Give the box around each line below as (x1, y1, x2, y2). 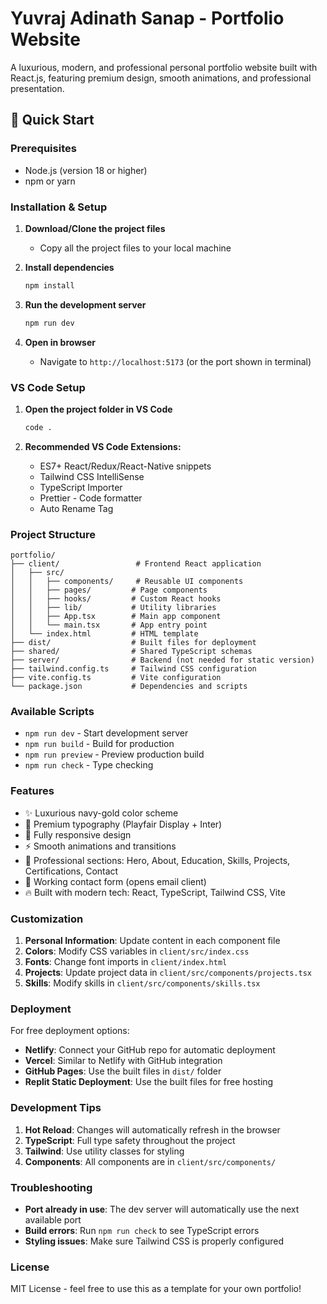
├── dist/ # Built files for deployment (10, 638, 257, 648)
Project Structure (10, 527, 96, 541)
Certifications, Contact (24, 865, 119, 877)
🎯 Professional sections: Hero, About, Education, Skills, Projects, (24, 854, 291, 866)
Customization (10, 912, 84, 926)
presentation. (10, 82, 65, 94)
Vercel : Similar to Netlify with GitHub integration (24, 1055, 223, 1067)
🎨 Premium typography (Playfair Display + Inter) (24, 818, 223, 830)
